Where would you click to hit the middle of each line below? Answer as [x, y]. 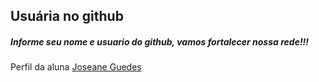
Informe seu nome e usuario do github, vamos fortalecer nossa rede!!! [160, 41]
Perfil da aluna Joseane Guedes [76, 67]
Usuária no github [67, 16]
